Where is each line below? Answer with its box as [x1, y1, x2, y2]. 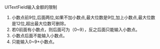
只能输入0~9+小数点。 [11, 39, 57, 45]
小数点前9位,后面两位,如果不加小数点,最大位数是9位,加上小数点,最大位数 [11, 15, 156, 20]
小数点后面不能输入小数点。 [11, 33, 68, 38]
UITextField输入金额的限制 [4, 4, 57, 10]
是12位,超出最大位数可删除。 [11, 21, 69, 26]
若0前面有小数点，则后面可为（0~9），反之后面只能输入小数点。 [11, 27, 140, 33]
